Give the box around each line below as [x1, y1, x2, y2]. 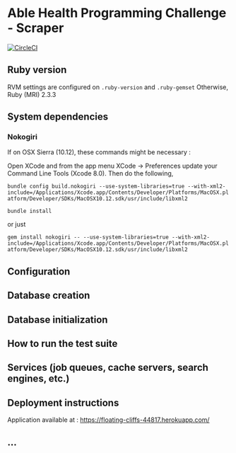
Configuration [7, 265, 71, 277]
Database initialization [7, 314, 108, 326]
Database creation [7, 289, 90, 302]
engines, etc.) [7, 373, 70, 385]
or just [7, 220, 26, 229]
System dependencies [7, 111, 108, 123]
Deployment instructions [7, 396, 119, 408]
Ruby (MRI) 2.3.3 [7, 90, 57, 98]
